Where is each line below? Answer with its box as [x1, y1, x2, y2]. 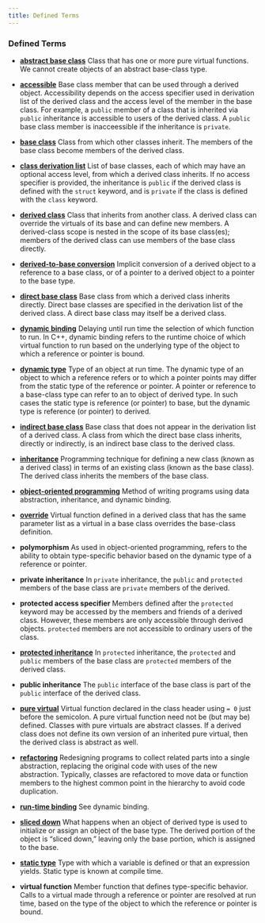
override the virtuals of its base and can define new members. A [19, 218, 229, 228]
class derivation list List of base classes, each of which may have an [19, 160, 246, 171]
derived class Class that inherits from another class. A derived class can [19, 210, 257, 219]
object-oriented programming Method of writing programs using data [19, 486, 250, 496]
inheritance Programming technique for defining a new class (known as [19, 454, 255, 463]
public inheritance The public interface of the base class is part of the [19, 679, 252, 689]
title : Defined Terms [8, 11, 80, 20]
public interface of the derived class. [19, 688, 141, 698]
